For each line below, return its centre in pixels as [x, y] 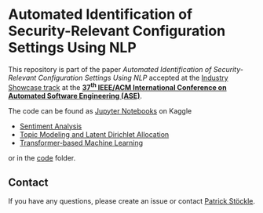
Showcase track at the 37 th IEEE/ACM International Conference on [117, 86]
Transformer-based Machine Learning [81, 143]
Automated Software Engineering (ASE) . [75, 96]
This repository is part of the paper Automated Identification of [110, 69]
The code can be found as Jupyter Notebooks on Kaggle [100, 110]
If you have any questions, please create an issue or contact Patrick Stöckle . [132, 201]
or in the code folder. [42, 157]
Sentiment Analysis [51, 126]
